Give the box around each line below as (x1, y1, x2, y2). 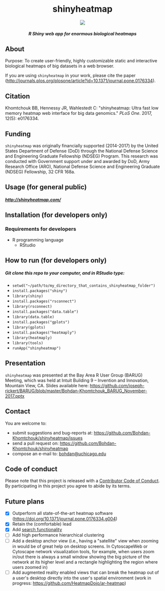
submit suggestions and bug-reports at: (12, 430, 93, 435)
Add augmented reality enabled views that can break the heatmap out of (12, 569, 159, 575)
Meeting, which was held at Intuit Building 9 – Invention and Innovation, (5, 377, 149, 383)
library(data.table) (12, 315, 55, 320)
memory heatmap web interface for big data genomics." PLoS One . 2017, (5, 110, 152, 116)
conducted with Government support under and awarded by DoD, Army (5, 158, 150, 164)
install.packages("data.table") (12, 309, 79, 314)
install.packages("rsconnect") (12, 299, 77, 304)
